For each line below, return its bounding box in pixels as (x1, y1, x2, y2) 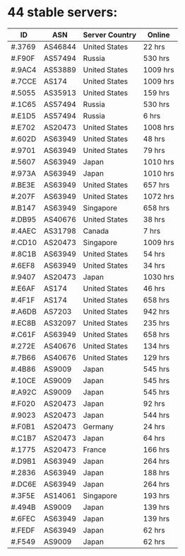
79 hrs (143, 145, 165, 155)
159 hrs (143, 88, 170, 98)
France (83, 444, 107, 454)
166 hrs (143, 444, 170, 454)
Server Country (83, 30, 136, 40)
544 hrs (143, 410, 170, 420)
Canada (83, 226, 109, 236)
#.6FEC (11, 514, 36, 523)
